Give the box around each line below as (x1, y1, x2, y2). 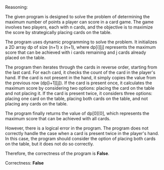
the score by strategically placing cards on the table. (5, 30, 112, 35)
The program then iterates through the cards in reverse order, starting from (5, 64, 158, 70)
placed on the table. (5, 55, 46, 61)
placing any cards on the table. (5, 101, 68, 106)
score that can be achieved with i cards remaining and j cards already (5, 49, 146, 55)
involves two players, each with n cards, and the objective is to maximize (5, 24, 153, 30)
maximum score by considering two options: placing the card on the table (5, 85, 155, 91)
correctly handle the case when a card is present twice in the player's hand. (5, 131, 159, 136)
